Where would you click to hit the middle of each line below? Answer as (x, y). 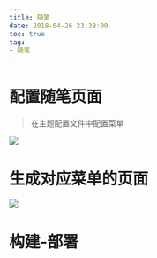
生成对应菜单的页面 (79, 179)
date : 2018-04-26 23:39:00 (59, 26)
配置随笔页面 (56, 97)
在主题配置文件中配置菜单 (77, 123)
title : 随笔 (30, 17)
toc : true (27, 34)
